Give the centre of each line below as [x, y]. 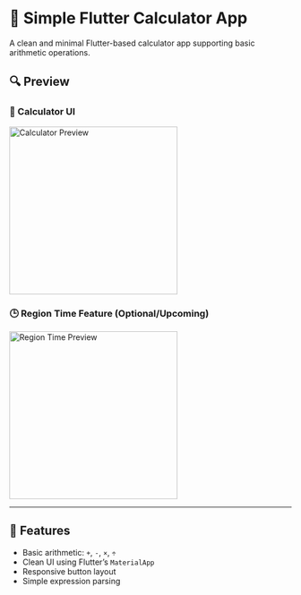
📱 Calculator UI [43, 112]
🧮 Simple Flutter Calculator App [129, 18]
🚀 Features [40, 531]
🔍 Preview [39, 82]
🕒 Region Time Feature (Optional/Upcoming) [109, 313]
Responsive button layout [69, 571]
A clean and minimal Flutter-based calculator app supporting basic [132, 43]
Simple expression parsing [71, 581]
